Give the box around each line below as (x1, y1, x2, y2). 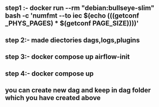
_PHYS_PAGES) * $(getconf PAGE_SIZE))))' (5, 19, 139, 27)
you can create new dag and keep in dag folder (5, 86, 151, 94)
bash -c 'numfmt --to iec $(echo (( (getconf (5, 12, 139, 20)
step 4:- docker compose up (5, 69, 94, 78)
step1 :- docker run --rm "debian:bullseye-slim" (5, 4, 155, 12)
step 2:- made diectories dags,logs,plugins (5, 36, 140, 44)
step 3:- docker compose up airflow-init (5, 53, 130, 61)
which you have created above (5, 93, 101, 102)
